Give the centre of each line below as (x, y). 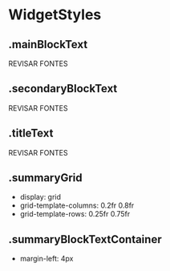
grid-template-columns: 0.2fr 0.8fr (77, 205)
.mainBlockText (48, 44)
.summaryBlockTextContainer (85, 239)
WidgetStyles (55, 15)
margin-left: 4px (47, 259)
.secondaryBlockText (63, 89)
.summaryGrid (45, 178)
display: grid (40, 197)
